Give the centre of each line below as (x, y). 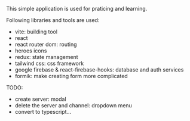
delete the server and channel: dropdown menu (73, 106)
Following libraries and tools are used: (53, 20)
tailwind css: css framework (49, 63)
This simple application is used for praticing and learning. (77, 9)
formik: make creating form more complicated (71, 76)
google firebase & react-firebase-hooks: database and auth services (99, 70)
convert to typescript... (43, 112)
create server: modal (41, 99)
